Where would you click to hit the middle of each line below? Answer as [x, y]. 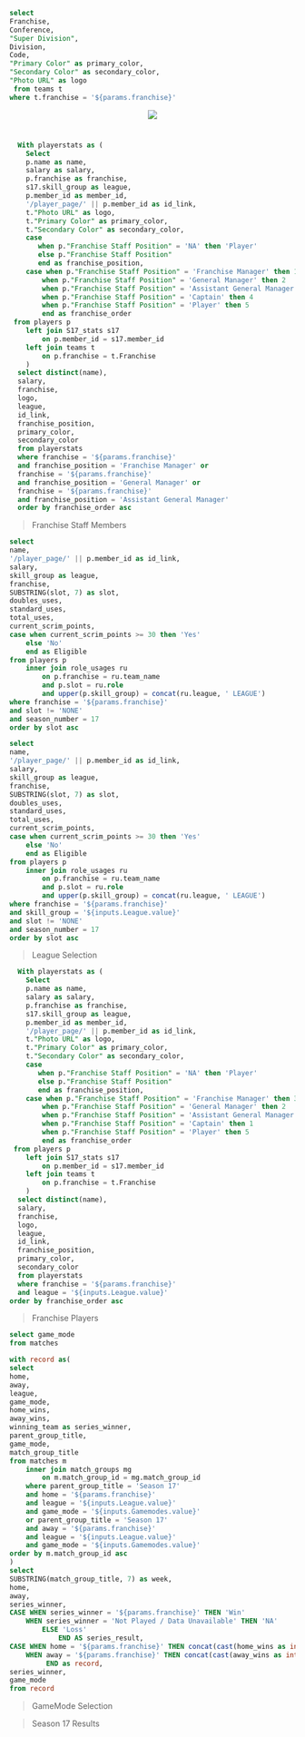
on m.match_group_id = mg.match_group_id [122, 1478]
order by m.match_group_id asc [69, 1554]
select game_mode [42, 1335]
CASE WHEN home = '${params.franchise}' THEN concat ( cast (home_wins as [148, 1646]
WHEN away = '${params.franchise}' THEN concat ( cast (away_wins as [154, 1655]
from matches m [38, 1461]
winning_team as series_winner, [70, 1428]
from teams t [38, 89]
